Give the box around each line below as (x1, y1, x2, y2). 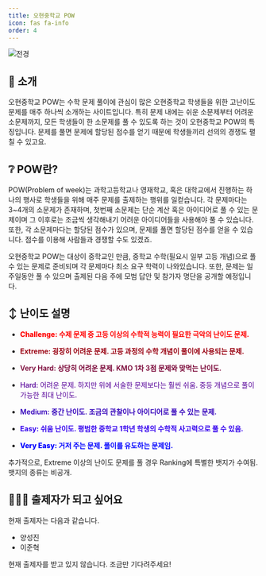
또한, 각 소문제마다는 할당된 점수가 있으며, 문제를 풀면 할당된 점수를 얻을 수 (8, 225, 239, 234)
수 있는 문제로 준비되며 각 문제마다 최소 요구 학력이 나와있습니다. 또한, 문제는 (8, 261, 245, 271)
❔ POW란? (8, 162, 58, 176)
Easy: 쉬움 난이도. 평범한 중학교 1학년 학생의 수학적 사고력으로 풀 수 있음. (19, 423, 244, 433)
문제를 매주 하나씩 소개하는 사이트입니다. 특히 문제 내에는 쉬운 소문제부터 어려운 (8, 107, 254, 117)
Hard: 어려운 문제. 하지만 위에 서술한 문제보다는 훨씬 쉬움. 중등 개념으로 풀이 (19, 380, 255, 389)
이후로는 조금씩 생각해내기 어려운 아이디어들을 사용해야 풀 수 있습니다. (37, 215, 254, 224)
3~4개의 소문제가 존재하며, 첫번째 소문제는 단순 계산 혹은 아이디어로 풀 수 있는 (8, 205, 250, 215)
